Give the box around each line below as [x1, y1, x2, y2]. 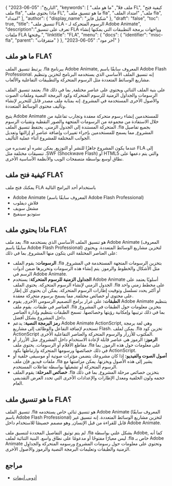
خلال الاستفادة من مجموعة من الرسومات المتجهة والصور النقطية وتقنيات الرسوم [5, 118, 159, 124]
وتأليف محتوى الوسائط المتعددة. [5, 103, 67, 109]
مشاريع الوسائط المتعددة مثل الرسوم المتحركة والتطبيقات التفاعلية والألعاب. [5, 77, 150, 83]
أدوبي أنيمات [12, 475, 37, 481]
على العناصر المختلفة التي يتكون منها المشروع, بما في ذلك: [5, 250, 118, 256]
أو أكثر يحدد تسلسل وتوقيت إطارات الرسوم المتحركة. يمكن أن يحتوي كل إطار [12, 287, 161, 294]
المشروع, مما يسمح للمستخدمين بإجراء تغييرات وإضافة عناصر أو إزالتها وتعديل [5, 129, 154, 135]
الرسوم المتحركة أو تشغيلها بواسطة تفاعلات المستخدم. [12, 364, 118, 370]
